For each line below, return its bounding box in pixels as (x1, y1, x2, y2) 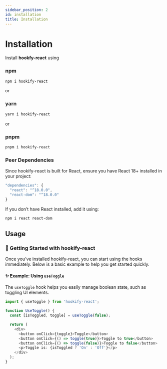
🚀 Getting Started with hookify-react (5, 244, 95, 251)
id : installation (5, 12, 41, 17)
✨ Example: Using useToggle (5, 273, 64, 279)
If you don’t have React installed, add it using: (5, 206, 99, 212)
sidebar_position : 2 (5, 7, 48, 13)
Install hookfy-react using (5, 55, 59, 61)
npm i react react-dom (5, 216, 52, 221)
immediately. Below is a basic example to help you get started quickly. (5, 261, 149, 267)
